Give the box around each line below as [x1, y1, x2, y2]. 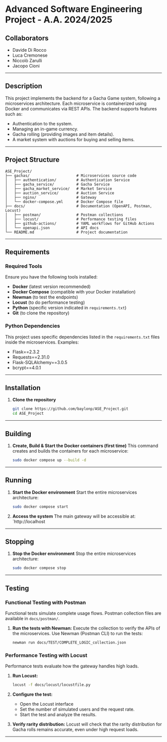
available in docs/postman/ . [5, 615, 60, 621]
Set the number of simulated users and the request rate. [19, 706, 135, 712]
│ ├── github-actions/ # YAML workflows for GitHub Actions [5, 221, 155, 226]
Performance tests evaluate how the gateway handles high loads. [5, 663, 139, 669]
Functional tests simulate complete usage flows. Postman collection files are [5, 610, 162, 616]
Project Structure [5, 156, 60, 164]
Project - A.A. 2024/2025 [5, 14, 113, 25]
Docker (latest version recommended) [12, 283, 91, 289]
